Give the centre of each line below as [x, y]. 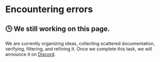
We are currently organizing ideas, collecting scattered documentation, [80, 43]
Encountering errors [49, 9]
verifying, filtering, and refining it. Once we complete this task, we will [79, 49]
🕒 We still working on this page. [58, 29]
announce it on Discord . [30, 54]
